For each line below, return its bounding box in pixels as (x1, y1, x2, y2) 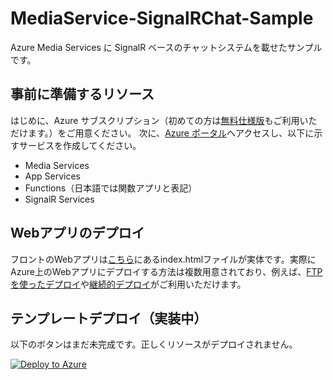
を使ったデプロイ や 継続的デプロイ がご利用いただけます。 (10, 278, 247, 290)
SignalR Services (24, 193, 95, 205)
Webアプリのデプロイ (10, 225, 145, 242)
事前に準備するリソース (10, 86, 155, 103)
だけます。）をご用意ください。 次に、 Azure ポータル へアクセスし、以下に (10, 127, 315, 139)
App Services (24, 170, 81, 182)
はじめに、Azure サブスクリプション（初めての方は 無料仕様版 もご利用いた (10, 114, 318, 126)
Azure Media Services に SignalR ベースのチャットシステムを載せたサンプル (10, 41, 323, 53)
